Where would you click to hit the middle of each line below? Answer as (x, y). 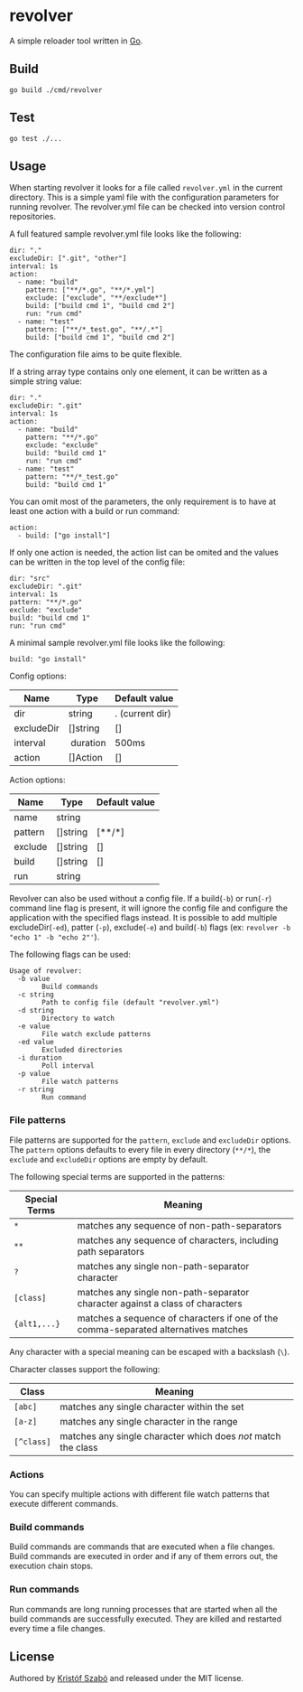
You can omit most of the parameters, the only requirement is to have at (143, 501)
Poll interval (68, 1066)
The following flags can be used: (70, 955)
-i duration (40, 1058)
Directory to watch (78, 1019)
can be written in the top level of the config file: (97, 562)
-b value (34, 979)
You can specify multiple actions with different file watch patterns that (140, 1494)
